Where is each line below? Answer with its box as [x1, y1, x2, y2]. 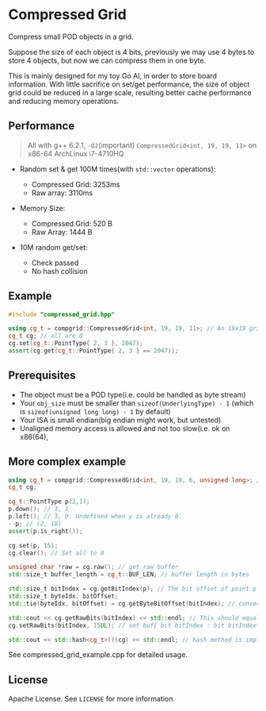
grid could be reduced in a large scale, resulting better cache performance [8, 87, 252, 97]
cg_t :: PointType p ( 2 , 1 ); [8, 498, 90, 505]
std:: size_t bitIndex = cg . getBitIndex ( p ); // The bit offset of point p [8, 585, 257, 593]
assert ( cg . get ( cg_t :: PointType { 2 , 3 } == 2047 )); [8, 347, 179, 355]
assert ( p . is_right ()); [8, 527, 83, 535]
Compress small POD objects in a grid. [8, 32, 134, 41]
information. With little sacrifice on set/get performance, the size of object [8, 79, 250, 89]
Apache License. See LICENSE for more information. [8, 694, 176, 704]
